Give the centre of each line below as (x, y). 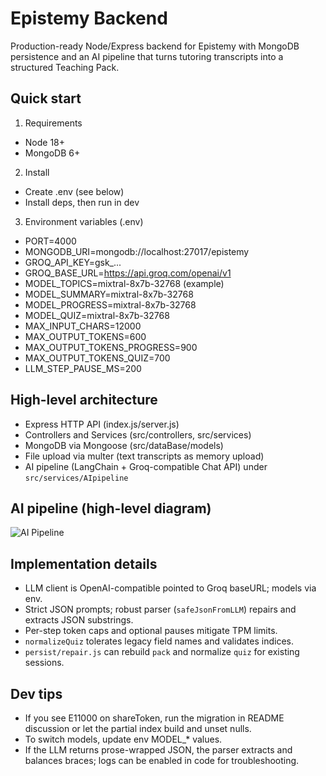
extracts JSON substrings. (79, 620)
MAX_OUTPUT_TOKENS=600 (85, 336)
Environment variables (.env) (84, 221)
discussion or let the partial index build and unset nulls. (138, 728)
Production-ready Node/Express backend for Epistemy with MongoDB (155, 46)
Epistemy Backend (89, 18)
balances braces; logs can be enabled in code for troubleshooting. (162, 760)
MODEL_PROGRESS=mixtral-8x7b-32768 (110, 304)
